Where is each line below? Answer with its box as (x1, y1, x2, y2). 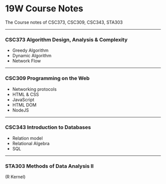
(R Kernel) (5, 174, 26, 180)
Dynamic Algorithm (12, 53, 52, 59)
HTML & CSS (12, 91, 39, 97)
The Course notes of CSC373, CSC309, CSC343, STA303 (5, 19, 123, 25)
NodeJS (12, 107, 29, 113)
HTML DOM (12, 102, 37, 108)
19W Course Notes (5, 3, 83, 14)
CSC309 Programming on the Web (5, 75, 90, 82)
